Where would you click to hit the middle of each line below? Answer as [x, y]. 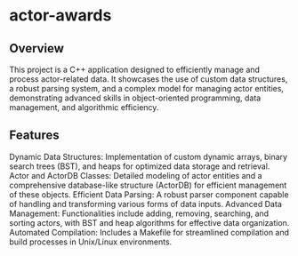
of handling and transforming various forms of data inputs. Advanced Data [145, 204]
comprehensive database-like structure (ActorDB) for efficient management [148, 185]
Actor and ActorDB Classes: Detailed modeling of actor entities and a [136, 175]
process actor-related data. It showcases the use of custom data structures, [149, 79]
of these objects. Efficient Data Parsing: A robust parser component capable [149, 194]
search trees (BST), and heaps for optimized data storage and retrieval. [140, 166]
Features [34, 136]
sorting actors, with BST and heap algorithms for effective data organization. [149, 222]
